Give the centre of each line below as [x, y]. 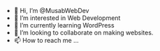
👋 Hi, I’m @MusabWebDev [51, 11]
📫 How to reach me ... [46, 40]
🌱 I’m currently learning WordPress [64, 25]
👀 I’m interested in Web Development [67, 18]
